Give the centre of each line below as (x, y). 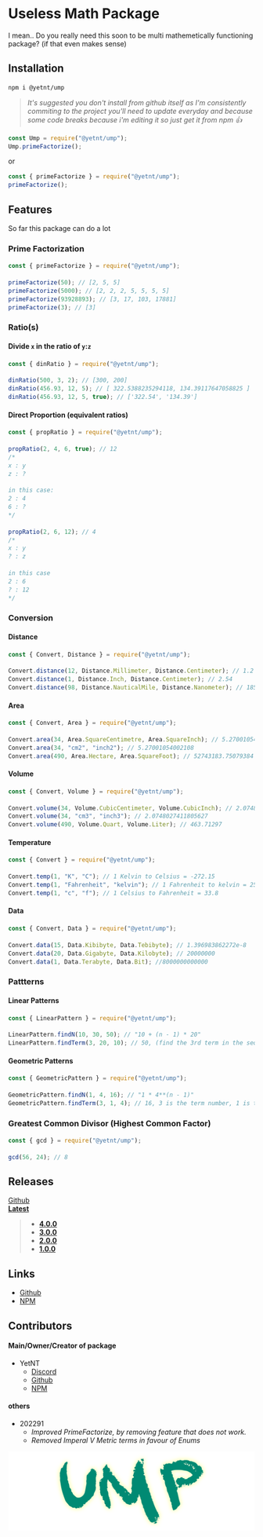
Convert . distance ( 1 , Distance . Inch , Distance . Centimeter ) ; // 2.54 (121, 679)
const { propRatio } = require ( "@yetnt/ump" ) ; (85, 433)
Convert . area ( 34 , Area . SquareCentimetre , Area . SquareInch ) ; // (113, 740)
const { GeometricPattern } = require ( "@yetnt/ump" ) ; (98, 1078)
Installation (36, 69)
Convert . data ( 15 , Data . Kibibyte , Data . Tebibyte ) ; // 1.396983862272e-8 (127, 945)
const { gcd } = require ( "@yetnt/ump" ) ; (75, 1140)
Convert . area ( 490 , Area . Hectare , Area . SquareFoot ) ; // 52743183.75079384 (131, 756)
